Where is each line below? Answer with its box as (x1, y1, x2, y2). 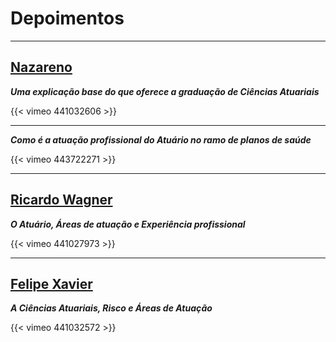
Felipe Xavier (10, 275, 93, 292)
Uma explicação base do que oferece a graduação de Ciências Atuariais (10, 85, 320, 97)
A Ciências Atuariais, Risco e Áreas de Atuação (10, 302, 213, 314)
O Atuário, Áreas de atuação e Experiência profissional (10, 218, 246, 230)
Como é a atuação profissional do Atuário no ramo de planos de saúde (10, 133, 312, 146)
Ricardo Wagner (10, 192, 113, 209)
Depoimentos (10, 7, 125, 30)
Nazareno (10, 59, 73, 76)
